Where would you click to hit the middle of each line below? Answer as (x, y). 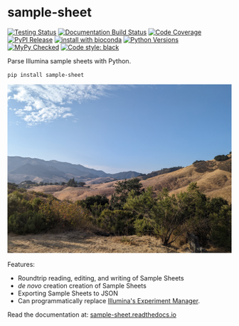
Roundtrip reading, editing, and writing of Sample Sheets (101, 278)
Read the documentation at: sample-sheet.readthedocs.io (92, 315)
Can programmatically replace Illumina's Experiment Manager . (109, 301)
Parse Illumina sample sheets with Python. (69, 61)
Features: (21, 265)
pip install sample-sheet (46, 75)
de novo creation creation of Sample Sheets (82, 286)
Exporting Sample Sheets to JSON (68, 293)
